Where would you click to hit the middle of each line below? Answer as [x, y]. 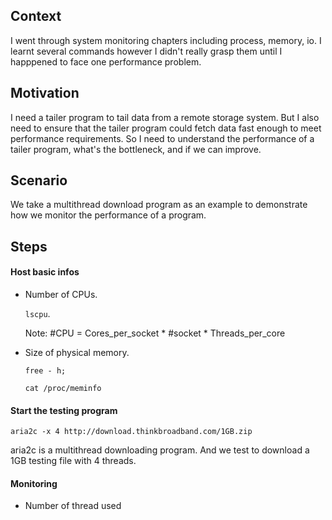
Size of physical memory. [77, 353]
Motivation [45, 93]
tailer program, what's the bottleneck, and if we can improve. [136, 149]
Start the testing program [64, 410]
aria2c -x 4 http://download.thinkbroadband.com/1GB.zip [131, 432]
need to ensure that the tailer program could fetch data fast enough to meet [166, 128]
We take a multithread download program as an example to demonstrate [159, 205]
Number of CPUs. [61, 295]
